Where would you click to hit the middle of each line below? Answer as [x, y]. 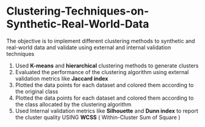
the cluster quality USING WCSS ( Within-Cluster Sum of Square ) [98, 117]
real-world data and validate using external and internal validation [89, 47]
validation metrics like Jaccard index [62, 78]
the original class [37, 91]
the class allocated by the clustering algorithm [73, 104]
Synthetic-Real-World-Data [78, 24]
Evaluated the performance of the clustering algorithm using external [102, 72]
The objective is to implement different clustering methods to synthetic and [101, 41]
